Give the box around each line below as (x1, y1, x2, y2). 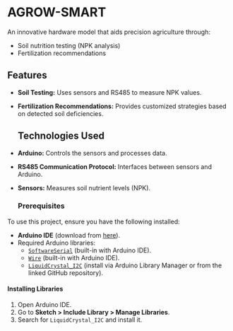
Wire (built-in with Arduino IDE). (28, 253, 120, 262)
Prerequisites (17, 201, 65, 211)
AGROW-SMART (7, 4, 107, 21)
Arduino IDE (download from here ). (17, 231, 121, 239)
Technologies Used (17, 130, 104, 142)
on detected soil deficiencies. (17, 109, 104, 117)
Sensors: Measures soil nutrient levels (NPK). (17, 183, 150, 192)
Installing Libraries (7, 284, 64, 294)
